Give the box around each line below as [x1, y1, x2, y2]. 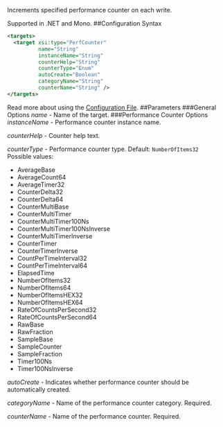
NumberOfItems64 [17, 284, 71, 292]
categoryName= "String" [37, 78, 104, 85]
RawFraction [17, 327, 53, 335]
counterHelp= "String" [37, 58, 100, 65]
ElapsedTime [17, 268, 55, 277]
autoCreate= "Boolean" [37, 71, 100, 78]
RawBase [17, 320, 44, 329]
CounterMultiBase [17, 202, 69, 211]
